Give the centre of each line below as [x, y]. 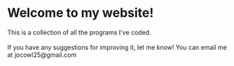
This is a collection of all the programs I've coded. [80, 32]
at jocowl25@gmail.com [42, 55]
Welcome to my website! [81, 13]
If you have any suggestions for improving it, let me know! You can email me [117, 47]
